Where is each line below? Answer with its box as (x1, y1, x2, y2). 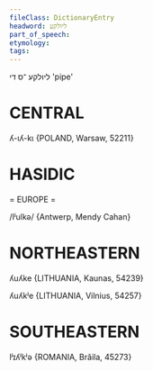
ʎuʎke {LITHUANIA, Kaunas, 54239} (9, 272, 144, 284)
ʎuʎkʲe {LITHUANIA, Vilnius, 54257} (9, 290, 142, 301)
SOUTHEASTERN (9, 321, 140, 342)
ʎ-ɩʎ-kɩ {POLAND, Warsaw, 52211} (9, 132, 134, 144)
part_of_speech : (9, 30, 70, 39)
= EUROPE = (9, 195, 57, 204)
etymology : (9, 38, 50, 48)
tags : (9, 47, 30, 56)
